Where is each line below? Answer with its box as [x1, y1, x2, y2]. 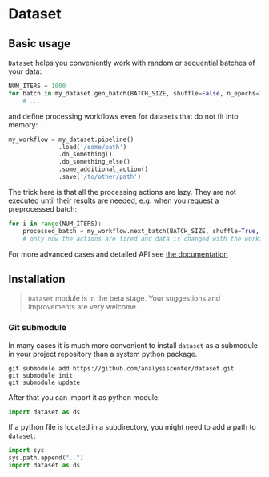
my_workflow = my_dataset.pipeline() [8, 135, 134, 144]
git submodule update [8, 378, 81, 386]
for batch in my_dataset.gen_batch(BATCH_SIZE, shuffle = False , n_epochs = [8, 89, 260, 97]
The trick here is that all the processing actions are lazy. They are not [8, 187, 236, 196]
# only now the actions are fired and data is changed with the [22, 234, 242, 243]
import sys [8, 447, 45, 455]
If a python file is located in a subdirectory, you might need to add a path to [8, 422, 256, 432]
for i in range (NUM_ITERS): [8, 220, 102, 228]
